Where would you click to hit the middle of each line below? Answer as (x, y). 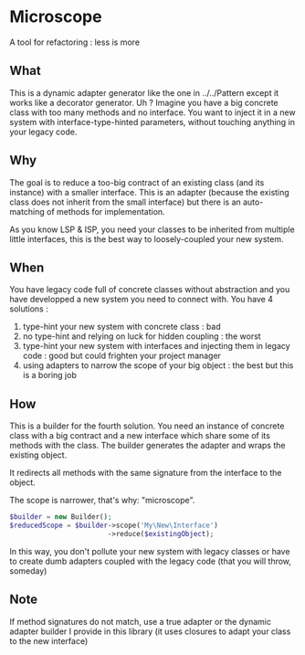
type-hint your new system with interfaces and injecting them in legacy (156, 346)
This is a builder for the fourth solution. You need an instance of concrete (147, 426)
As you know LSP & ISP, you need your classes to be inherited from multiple (152, 229)
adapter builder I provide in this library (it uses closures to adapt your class (150, 631)
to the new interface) (49, 640)
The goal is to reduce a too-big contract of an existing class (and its (137, 182)
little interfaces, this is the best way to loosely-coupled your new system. (147, 238)
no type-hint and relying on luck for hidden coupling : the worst (142, 336)
